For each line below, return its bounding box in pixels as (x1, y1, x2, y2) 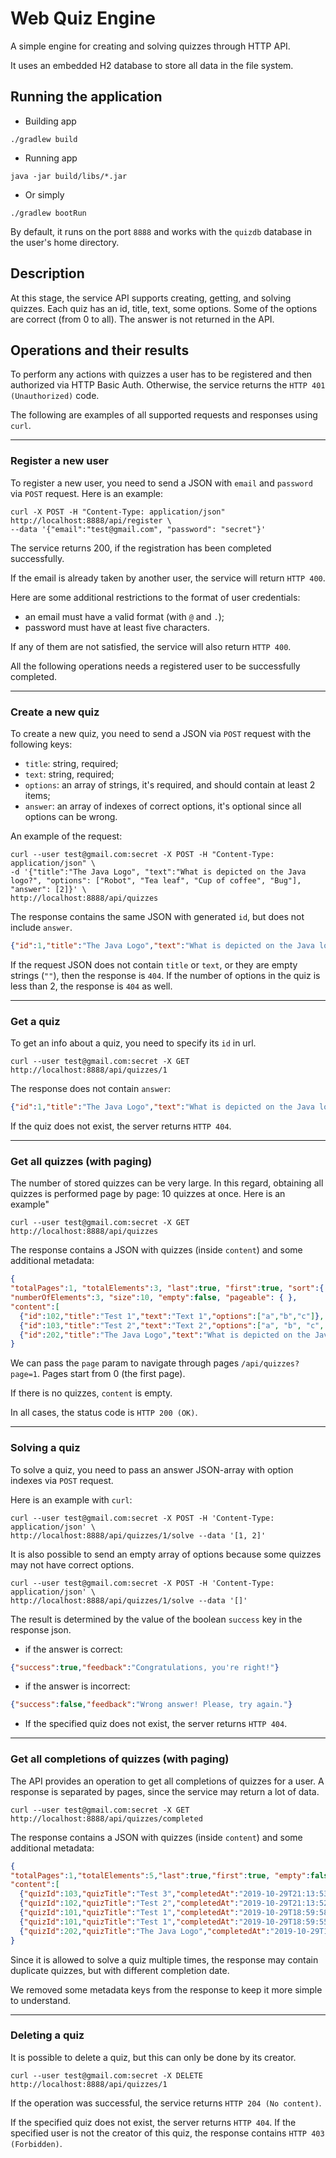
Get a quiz (10, 1014, 61, 1028)
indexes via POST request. (10, 1474, 114, 1486)
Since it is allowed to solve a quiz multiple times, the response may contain (10, 1953, 319, 1966)
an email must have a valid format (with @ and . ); (24, 610, 225, 622)
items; (24, 789, 51, 801)
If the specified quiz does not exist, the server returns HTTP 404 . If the (10, 2116, 297, 2128)
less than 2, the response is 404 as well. (10, 980, 173, 992)
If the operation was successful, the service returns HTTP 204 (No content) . (10, 2097, 322, 2109)
